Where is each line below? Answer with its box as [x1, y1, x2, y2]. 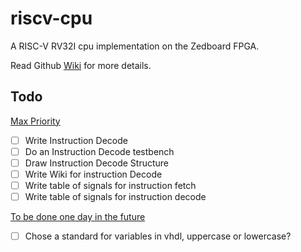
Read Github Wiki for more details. [10, 59, 152, 71]
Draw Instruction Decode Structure [24, 157, 170, 169]
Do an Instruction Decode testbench [24, 145, 175, 157]
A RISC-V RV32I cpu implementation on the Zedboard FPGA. [10, 40, 260, 52]
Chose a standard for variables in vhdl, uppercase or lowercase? [24, 230, 292, 242]
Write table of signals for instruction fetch [24, 180, 197, 191]
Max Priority [10, 115, 61, 127]
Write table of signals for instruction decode [24, 191, 207, 203]
